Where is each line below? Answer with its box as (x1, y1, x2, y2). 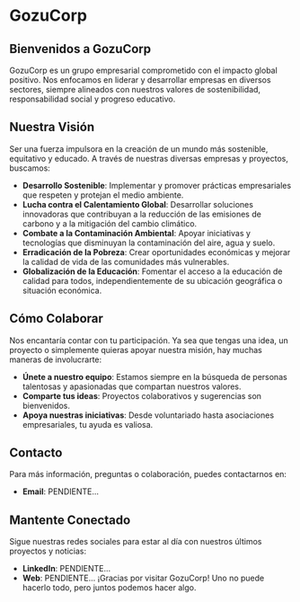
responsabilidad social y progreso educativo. (9, 93, 176, 104)
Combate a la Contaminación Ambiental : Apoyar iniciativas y (22, 227, 251, 238)
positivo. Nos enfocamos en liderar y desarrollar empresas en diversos (9, 75, 271, 85)
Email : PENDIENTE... (22, 486, 100, 497)
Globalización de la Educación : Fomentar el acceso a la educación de (22, 266, 283, 277)
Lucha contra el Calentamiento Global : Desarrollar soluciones (22, 199, 254, 209)
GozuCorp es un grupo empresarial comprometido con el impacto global (9, 65, 278, 75)
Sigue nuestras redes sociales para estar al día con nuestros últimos (9, 536, 262, 547)
